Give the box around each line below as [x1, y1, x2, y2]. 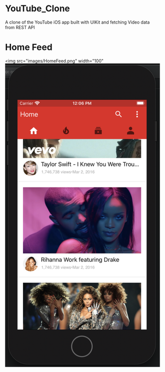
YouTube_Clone [5, 3, 70, 14]
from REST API [5, 24, 35, 30]
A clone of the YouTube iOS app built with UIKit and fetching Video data [5, 19, 150, 25]
